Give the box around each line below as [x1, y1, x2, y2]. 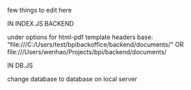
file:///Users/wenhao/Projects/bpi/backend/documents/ [7, 48, 167, 56]
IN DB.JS [7, 61, 33, 69]
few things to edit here [7, 6, 72, 14]
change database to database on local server [7, 75, 137, 83]
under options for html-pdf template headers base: [7, 33, 153, 41]
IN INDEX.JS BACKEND [7, 20, 75, 27]
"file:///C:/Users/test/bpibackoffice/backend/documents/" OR [7, 40, 184, 48]
